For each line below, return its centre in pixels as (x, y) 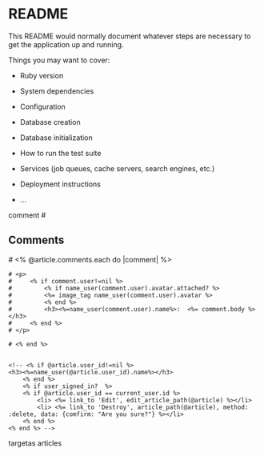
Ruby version (42, 75)
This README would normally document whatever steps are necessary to (130, 36)
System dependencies (57, 91)
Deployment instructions (60, 184)
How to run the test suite (60, 153)
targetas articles (35, 443)
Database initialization (56, 138)
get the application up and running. (66, 44)
